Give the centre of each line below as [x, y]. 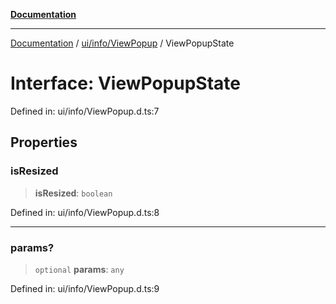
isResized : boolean [73, 193]
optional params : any [79, 269]
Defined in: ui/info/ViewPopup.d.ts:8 [85, 212]
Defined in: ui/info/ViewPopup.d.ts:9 [85, 288]
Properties [44, 142]
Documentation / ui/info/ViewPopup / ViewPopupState [122, 43]
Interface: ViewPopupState [125, 83]
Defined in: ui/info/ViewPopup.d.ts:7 [85, 111]
